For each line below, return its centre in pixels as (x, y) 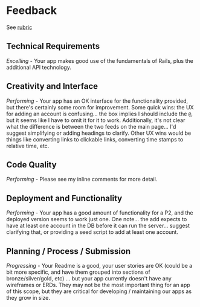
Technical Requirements (53, 46)
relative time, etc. (28, 146)
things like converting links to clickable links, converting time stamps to (95, 139)
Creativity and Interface (52, 86)
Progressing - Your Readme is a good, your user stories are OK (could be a (99, 266)
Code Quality (31, 165)
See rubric (19, 27)
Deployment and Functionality (64, 198)
